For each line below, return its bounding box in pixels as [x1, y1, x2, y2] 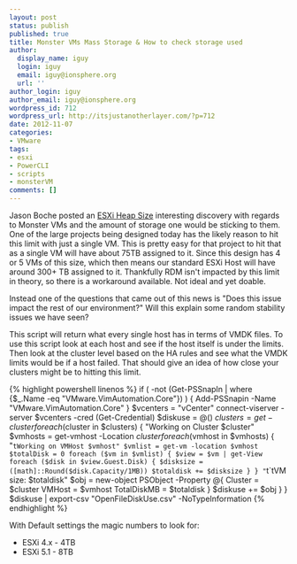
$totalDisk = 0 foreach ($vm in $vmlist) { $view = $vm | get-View [9, 450, 263, 459]
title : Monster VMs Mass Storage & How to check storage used [9, 37, 243, 47]
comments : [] [9, 186, 57, 195]
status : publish [9, 21, 69, 30]
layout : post [9, 12, 57, 22]
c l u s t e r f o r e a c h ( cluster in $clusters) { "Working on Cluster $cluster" [9, 421, 255, 432]
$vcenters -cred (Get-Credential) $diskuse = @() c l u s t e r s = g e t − [34, 413, 274, 422]
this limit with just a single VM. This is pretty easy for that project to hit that [9, 238, 282, 249]
